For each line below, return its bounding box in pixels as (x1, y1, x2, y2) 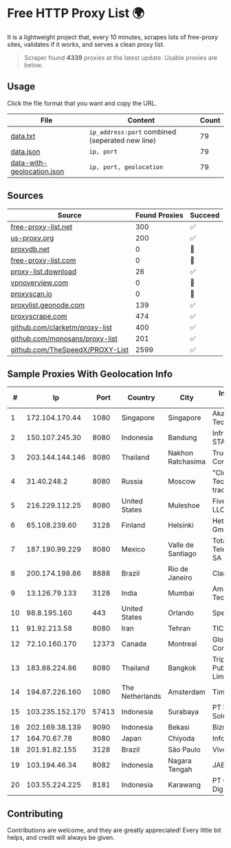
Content (127, 115, 155, 124)
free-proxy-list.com (10, 255, 77, 265)
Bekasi (168, 723, 190, 732)
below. (23, 61, 43, 69)
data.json (10, 146, 41, 156)
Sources (7, 190, 44, 202)
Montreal (168, 639, 197, 649)
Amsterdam (168, 687, 206, 697)
